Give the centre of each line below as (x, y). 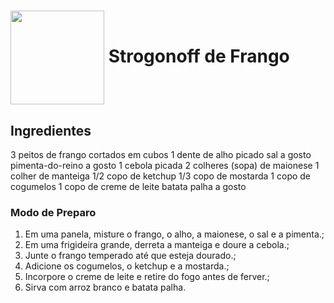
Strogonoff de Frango (199, 56)
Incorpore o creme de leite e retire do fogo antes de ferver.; (147, 277)
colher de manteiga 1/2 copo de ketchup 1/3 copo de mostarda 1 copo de (161, 176)
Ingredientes (51, 130)
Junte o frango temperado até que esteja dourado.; (130, 256)
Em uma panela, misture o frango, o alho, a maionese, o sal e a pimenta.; (174, 234)
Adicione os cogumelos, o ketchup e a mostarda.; (127, 266)
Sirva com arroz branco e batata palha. (105, 287)
